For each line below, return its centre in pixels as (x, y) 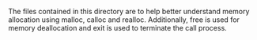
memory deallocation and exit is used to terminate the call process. (117, 28)
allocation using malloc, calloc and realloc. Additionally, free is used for (124, 20)
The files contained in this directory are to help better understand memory (129, 11)
